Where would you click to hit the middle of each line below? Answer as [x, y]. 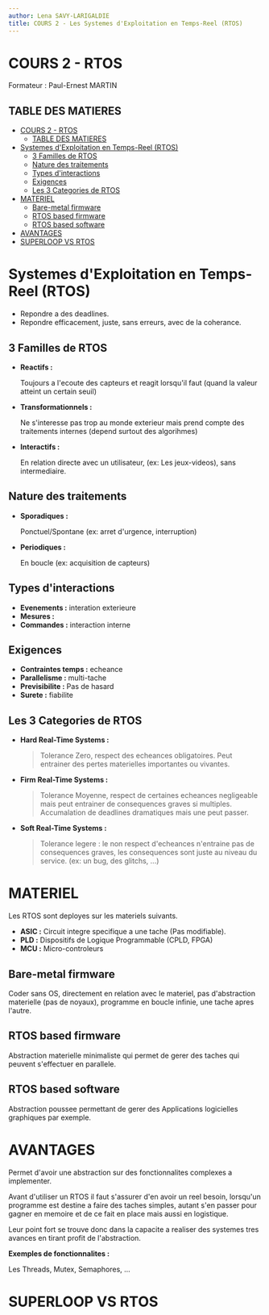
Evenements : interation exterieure [78, 607]
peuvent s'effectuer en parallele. [62, 1064]
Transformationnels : [56, 407]
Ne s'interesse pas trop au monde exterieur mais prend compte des [132, 423]
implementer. [30, 1181]
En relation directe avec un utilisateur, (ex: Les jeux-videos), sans [128, 462]
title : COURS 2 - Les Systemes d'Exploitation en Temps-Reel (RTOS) [126, 23]
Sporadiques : [44, 516]
